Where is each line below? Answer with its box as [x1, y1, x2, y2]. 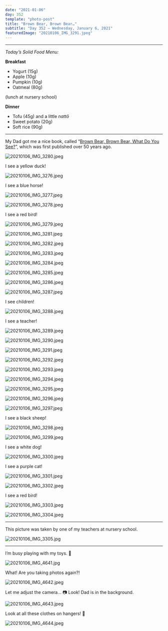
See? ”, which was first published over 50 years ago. [5, 143, 112, 149]
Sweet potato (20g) [12, 118, 53, 124]
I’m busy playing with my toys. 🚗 [5, 550, 71, 556]
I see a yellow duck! [5, 163, 46, 169]
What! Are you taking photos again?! [5, 569, 80, 575]
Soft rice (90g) [12, 124, 43, 130]
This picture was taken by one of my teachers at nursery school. [5, 526, 138, 532]
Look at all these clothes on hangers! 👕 [5, 610, 85, 616]
